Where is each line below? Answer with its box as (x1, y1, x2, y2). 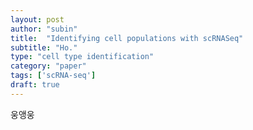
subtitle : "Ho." (10, 42, 78, 53)
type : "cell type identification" (10, 52, 155, 62)
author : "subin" (10, 24, 78, 34)
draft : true (10, 80, 60, 90)
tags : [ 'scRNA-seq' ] (10, 71, 97, 81)
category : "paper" (10, 61, 87, 71)
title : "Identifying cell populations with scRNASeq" (10, 33, 244, 43)
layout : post (10, 14, 65, 25)
